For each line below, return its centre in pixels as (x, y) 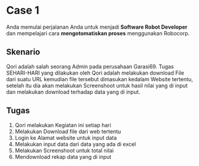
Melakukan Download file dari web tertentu (68, 131)
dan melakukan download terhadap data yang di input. (73, 92)
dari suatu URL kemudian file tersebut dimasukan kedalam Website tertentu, (99, 79)
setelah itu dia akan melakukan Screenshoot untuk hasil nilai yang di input (97, 85)
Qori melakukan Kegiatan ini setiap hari (63, 125)
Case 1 (23, 10)
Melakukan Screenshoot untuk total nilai (64, 150)
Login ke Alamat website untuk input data (66, 137)
